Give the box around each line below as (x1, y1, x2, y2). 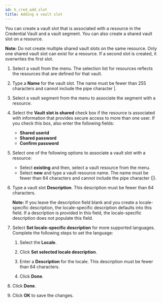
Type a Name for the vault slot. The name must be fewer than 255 (12, 80, 146, 86)
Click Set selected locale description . (19, 249, 97, 255)
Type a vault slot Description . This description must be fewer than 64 (12, 184, 154, 190)
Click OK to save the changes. (12, 292, 74, 298)
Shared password (19, 135, 57, 141)
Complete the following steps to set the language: (12, 230, 113, 236)
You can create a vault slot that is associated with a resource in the (5, 25, 141, 31)
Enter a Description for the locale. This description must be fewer (19, 258, 154, 264)
